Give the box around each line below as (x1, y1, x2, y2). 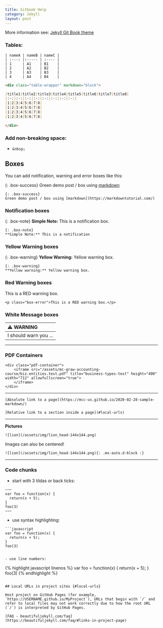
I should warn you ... (7, 332, 53, 339)
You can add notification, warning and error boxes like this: (5, 173, 123, 179)
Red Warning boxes (5, 279, 52, 286)
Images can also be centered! (5, 441, 65, 447)
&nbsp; (12, 146, 26, 151)
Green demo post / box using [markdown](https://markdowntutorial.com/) (5, 196, 155, 201)
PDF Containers (5, 352, 43, 359)
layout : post (5, 16, 32, 21)
